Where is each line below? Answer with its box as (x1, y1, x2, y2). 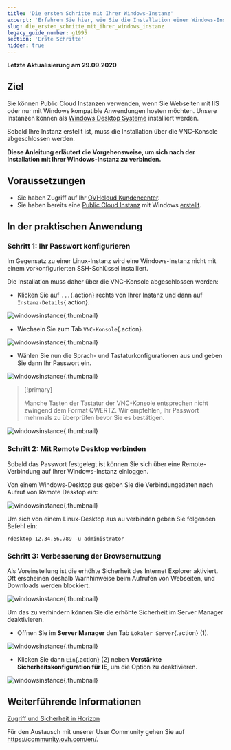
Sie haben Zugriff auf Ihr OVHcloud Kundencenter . (16, 194, 160, 202)
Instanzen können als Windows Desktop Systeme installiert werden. (7, 114, 199, 122)
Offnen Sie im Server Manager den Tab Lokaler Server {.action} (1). (16, 628, 209, 637)
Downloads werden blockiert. (7, 581, 91, 590)
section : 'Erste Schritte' (7, 36, 85, 43)
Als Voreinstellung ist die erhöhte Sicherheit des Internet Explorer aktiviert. (7, 566, 219, 575)
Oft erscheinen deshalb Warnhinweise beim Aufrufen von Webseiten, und (7, 574, 215, 582)
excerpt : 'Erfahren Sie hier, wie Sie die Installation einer (7, 17, 189, 23)
